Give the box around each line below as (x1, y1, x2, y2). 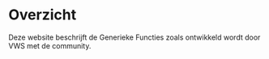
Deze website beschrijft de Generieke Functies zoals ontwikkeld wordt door (8, 32, 261, 42)
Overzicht (8, 6, 77, 24)
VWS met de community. (8, 40, 92, 50)
